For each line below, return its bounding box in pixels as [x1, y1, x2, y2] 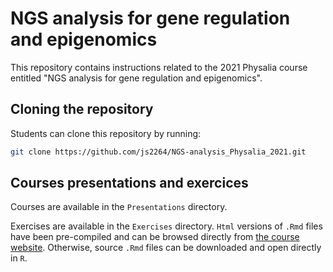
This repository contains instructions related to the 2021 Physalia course [10, 61, 308, 73]
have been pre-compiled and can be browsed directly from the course [10, 231, 300, 243]
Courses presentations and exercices [10, 175, 249, 192]
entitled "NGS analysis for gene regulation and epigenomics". [10, 72, 263, 84]
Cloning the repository [10, 101, 154, 118]
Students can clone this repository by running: [10, 127, 202, 139]
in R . [10, 252, 28, 264]
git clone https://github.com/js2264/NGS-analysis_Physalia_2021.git [10, 147, 307, 157]
